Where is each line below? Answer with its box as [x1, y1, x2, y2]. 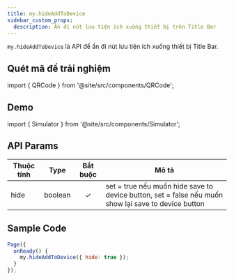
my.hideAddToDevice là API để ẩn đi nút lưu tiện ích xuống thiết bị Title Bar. [7, 43, 219, 51]
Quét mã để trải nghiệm [7, 62, 111, 74]
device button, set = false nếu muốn [105, 190, 224, 200]
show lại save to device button [105, 198, 205, 208]
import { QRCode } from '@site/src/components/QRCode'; [7, 81, 174, 89]
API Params [7, 140, 59, 152]
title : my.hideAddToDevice [7, 10, 86, 17]
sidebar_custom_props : [7, 17, 73, 24]
